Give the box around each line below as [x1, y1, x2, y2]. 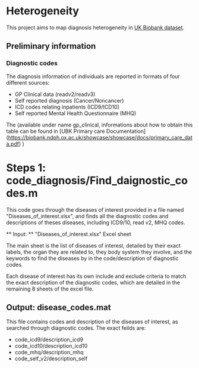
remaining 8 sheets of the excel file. [6, 285, 94, 292]
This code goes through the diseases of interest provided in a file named [6, 206, 184, 213]
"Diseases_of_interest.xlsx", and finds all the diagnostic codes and [6, 212, 169, 219]
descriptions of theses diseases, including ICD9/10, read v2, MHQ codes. [6, 219, 185, 226]
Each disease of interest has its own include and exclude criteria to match [6, 273, 187, 280]
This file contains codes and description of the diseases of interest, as [6, 318, 178, 326]
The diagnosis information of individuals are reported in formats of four [6, 73, 180, 80]
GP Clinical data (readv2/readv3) [14, 91, 96, 98]
